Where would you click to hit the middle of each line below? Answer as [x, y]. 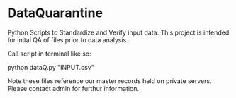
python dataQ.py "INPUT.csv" [51, 67]
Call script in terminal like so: [49, 54]
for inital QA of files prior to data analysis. [68, 39]
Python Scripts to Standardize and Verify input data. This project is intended [118, 32]
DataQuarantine [55, 13]
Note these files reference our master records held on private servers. [109, 81]
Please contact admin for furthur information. [73, 88]
